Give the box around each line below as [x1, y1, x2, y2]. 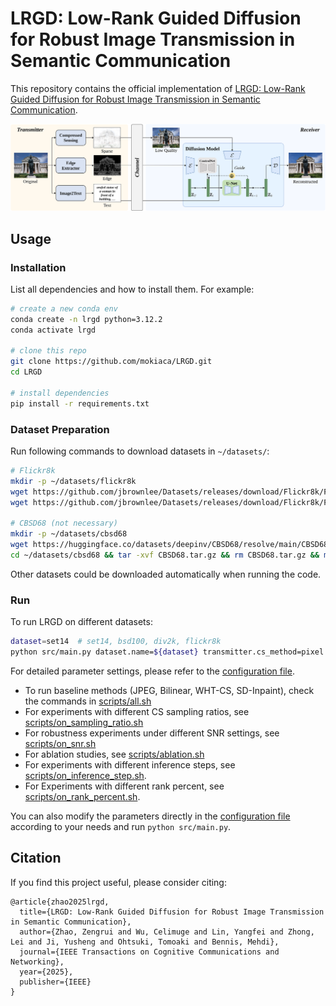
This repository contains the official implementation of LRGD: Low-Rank [10, 82, 306, 94]
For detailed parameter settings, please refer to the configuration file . [10, 665, 295, 677]
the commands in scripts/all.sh [24, 695, 152, 707]
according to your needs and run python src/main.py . [10, 820, 232, 832]
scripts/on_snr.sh [24, 737, 97, 749]
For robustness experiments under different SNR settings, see [24, 727, 280, 739]
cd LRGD [10, 367, 43, 377]
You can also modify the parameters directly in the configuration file [10, 810, 291, 822]
